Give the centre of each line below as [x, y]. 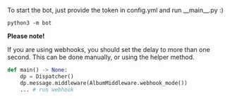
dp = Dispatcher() [47, 77]
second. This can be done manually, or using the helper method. [101, 57]
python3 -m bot [30, 23]
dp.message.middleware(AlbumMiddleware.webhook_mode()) [104, 83]
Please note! [26, 36]
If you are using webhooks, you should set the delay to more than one [109, 49]
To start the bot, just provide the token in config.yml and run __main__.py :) [115, 10]
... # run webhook [47, 90]
